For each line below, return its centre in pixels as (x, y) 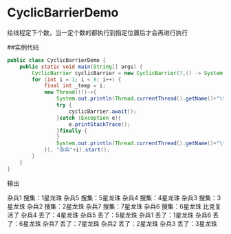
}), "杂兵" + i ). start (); (77, 150)
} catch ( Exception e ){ (89, 118)
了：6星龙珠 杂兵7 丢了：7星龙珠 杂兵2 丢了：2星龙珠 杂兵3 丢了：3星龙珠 (112, 223)
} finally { (72, 131)
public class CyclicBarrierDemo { (57, 60)
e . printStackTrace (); (99, 124)
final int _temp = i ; (75, 86)
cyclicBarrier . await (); (102, 111)
